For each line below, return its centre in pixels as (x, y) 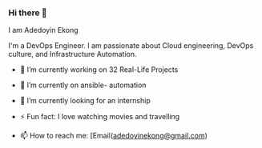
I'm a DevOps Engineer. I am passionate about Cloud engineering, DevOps (131, 46)
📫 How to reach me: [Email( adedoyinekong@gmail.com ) (114, 136)
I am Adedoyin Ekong (43, 30)
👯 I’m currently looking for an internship (85, 101)
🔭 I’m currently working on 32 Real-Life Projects (99, 70)
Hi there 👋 (28, 13)
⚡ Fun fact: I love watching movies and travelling (100, 117)
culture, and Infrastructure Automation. (73, 54)
